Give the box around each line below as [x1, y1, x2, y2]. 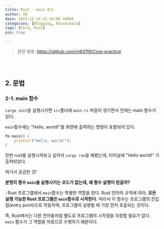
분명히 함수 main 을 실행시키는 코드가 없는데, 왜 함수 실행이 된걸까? [5, 179, 131, 185]
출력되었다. [5, 159, 27, 164]
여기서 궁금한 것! [5, 169, 37, 175]
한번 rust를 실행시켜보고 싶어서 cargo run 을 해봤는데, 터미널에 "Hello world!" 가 [5, 152, 160, 158]
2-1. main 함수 [5, 95, 38, 102]
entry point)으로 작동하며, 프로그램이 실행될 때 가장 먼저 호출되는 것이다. [10, 202, 150, 208]
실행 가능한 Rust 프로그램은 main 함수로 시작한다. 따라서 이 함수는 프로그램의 [5, 196, 150, 202]
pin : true [5, 30, 26, 35]
